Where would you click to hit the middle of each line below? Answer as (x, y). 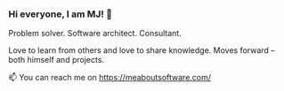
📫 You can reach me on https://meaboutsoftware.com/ (110, 78)
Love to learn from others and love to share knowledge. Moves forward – (142, 50)
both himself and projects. (56, 60)
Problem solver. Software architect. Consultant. (95, 34)
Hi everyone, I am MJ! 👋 (61, 14)
